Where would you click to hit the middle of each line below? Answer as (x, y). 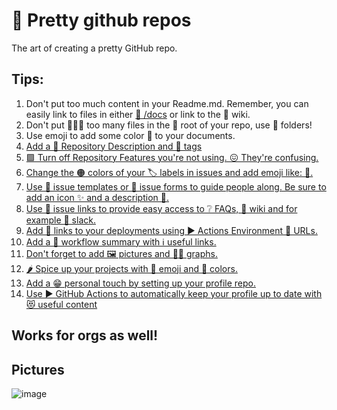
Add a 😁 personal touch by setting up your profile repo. (140, 283)
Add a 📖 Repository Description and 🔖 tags (114, 146)
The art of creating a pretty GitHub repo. (94, 48)
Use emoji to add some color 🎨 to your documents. (130, 135)
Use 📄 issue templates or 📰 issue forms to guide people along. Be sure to (176, 186)
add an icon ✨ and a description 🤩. (97, 197)
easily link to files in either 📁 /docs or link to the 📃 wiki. (138, 114)
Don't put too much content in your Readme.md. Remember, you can (167, 103)
